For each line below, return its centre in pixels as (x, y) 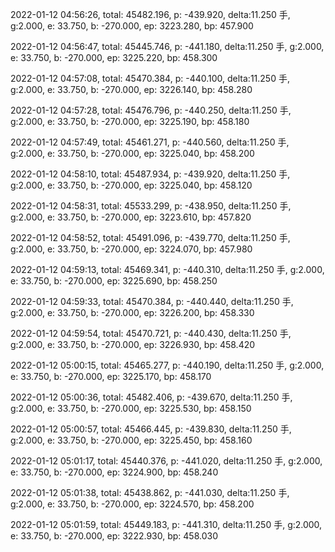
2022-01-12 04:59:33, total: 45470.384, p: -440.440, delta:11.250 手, (152, 301)
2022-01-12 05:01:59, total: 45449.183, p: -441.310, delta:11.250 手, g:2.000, (166, 524)
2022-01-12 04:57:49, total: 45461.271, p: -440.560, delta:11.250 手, (150, 142)
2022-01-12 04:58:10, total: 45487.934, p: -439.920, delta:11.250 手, (150, 174)
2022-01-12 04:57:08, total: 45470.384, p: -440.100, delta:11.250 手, (150, 78)
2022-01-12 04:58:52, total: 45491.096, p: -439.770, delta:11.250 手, (150, 237)
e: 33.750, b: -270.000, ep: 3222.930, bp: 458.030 (114, 536)
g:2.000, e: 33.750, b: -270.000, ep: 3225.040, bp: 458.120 (131, 185)
